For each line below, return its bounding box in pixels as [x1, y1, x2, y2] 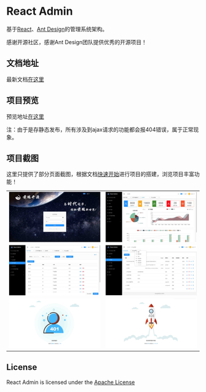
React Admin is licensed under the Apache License [6, 379, 135, 386]
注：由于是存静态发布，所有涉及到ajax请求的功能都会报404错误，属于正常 [6, 126, 194, 133]
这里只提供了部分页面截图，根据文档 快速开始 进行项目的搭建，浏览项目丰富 [6, 171, 194, 178]
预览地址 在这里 [6, 112, 44, 120]
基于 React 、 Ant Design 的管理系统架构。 [6, 25, 108, 33]
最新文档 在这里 [6, 75, 44, 83]
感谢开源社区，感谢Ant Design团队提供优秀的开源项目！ [6, 38, 147, 45]
